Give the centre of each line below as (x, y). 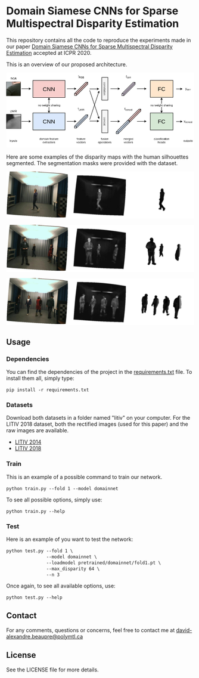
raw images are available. (38, 431)
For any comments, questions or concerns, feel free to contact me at (91, 630)
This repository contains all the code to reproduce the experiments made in (99, 40)
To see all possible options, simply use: (54, 500)
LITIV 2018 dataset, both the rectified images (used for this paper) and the (97, 424)
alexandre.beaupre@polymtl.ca (45, 636)
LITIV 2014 (28, 442)
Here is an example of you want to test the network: (70, 539)
